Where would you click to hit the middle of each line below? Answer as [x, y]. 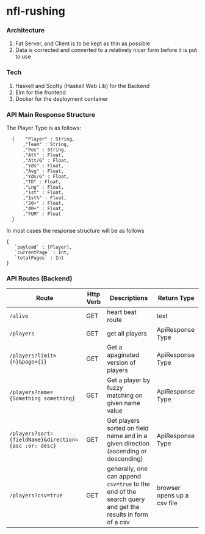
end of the [121, 492]
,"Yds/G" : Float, [46, 177]
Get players [123, 421]
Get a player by [128, 380]
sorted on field [128, 428]
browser [169, 488]
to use [23, 57]
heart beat [121, 312]
